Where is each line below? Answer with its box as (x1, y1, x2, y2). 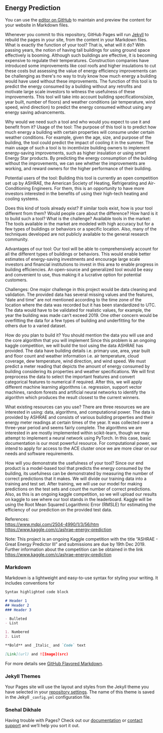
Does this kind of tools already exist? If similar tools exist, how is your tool (5, 205, 153, 211)
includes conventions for (5, 580, 55, 586)
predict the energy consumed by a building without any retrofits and (5, 83, 142, 89)
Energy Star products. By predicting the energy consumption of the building (5, 155, 157, 161)
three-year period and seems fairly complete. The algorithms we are (5, 424, 142, 430)
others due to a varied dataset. (5, 322, 67, 329)
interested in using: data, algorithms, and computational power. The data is (5, 409, 155, 415)
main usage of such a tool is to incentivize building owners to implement (5, 145, 150, 150)
